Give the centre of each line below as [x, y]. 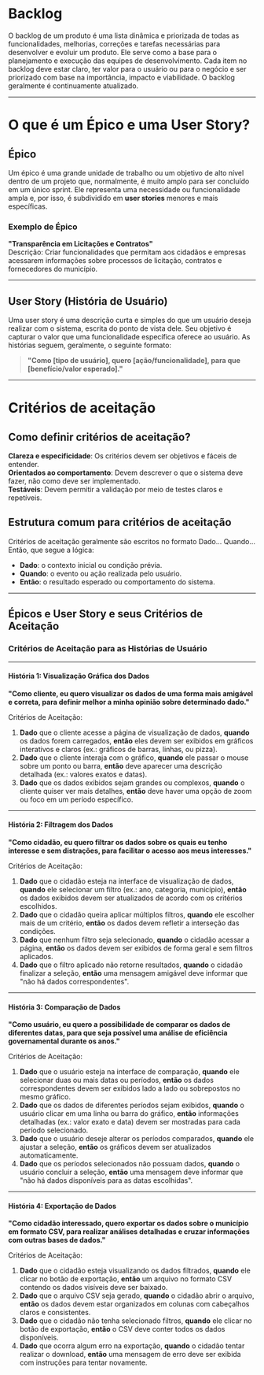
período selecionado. [54, 1130]
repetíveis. [25, 498]
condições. [38, 931]
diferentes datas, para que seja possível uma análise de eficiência [118, 1033]
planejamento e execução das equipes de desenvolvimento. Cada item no [128, 61]
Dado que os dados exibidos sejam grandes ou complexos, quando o [132, 782]
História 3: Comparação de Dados [64, 1007]
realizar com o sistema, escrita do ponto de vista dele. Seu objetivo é [120, 328]
